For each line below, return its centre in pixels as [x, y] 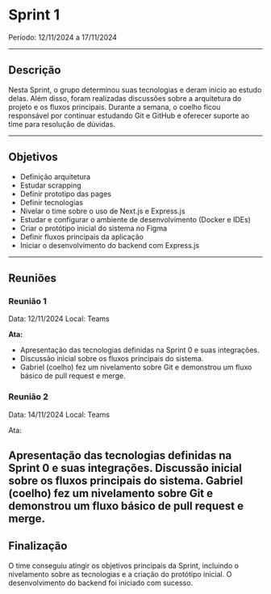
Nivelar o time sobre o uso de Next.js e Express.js [102, 211]
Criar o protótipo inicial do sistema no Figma [94, 228]
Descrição [35, 70]
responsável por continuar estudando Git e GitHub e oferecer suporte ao [129, 116]
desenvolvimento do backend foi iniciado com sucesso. [101, 583]
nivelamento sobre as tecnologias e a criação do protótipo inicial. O [120, 574]
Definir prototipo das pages [65, 194]
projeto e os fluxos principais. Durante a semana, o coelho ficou [115, 107]
